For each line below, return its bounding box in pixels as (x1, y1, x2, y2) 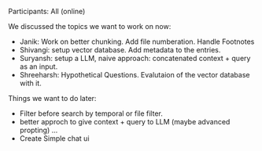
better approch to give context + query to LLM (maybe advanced (19, 117, 231, 126)
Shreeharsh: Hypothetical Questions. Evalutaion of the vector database (19, 70, 250, 79)
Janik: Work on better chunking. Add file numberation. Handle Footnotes (19, 37, 255, 46)
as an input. (19, 62, 58, 71)
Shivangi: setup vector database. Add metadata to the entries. (19, 45, 221, 54)
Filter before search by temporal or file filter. (19, 109, 163, 118)
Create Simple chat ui (19, 134, 90, 143)
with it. (19, 78, 42, 88)
